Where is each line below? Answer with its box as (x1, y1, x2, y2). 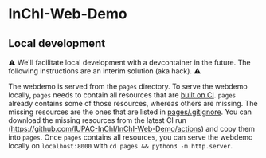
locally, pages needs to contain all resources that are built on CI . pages (8, 90, 237, 100)
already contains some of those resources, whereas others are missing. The (8, 99, 258, 108)
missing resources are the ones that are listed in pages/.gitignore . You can (8, 107, 252, 117)
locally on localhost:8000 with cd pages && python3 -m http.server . (8, 141, 233, 150)
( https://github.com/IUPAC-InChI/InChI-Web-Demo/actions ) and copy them (8, 124, 255, 133)
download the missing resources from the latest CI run (8, 116, 187, 124)
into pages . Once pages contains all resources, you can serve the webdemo (8, 132, 253, 142)
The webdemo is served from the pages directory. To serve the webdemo (8, 81, 248, 91)
